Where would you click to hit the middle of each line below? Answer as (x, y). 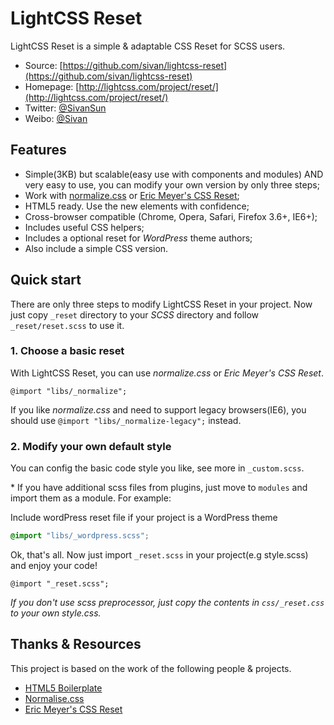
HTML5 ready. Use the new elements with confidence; (137, 206)
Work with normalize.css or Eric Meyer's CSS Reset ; (132, 195)
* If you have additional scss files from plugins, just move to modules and (159, 488)
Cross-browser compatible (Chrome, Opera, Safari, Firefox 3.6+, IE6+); (171, 216)
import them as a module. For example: (91, 498)
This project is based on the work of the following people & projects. (151, 668)
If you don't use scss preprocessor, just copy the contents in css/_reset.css (167, 603)
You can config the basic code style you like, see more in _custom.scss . (157, 468)
